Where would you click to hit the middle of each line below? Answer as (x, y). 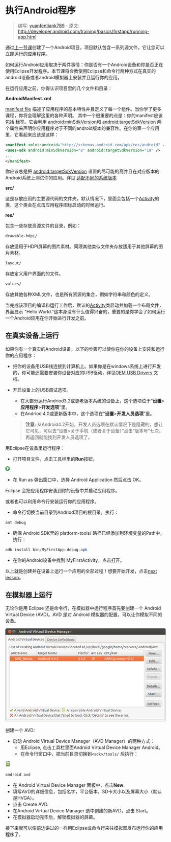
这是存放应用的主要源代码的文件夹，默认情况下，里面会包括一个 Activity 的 (82, 199)
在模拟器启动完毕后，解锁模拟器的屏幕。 (55, 817)
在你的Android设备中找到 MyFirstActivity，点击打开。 (68, 560)
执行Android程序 (41, 10)
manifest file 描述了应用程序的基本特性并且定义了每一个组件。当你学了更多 (83, 109)
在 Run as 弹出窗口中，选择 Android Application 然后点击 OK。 (78, 480)
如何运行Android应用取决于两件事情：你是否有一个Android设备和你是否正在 (84, 64)
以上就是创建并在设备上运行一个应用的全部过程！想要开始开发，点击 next (81, 571)
